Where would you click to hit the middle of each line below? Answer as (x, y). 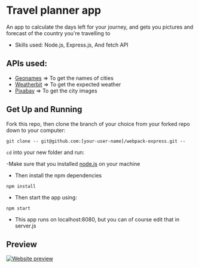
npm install (21, 186)
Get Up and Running (44, 110)
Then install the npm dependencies (58, 175)
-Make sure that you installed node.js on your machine (73, 164)
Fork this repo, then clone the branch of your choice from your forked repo (98, 124)
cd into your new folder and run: (45, 152)
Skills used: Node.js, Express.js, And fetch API (71, 45)
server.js (25, 226)
